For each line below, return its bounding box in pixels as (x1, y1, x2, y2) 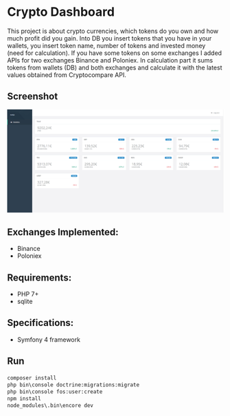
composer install (7, 374, 57, 382)
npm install (7, 395, 41, 402)
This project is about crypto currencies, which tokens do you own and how (7, 27, 219, 35)
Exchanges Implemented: (7, 226, 119, 238)
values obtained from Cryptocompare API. (7, 70, 127, 79)
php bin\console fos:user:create (7, 388, 103, 395)
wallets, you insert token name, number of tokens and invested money (7, 41, 206, 50)
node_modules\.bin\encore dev (7, 402, 94, 409)
